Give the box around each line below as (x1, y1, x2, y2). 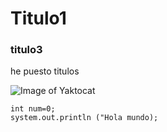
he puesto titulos (10, 65, 80, 77)
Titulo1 (10, 7, 67, 30)
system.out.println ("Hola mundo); (10, 113, 159, 123)
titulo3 (10, 43, 43, 57)
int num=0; (10, 104, 56, 114)
